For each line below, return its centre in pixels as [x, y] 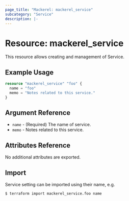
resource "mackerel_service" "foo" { [44, 84]
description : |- [22, 19]
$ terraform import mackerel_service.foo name [53, 194]
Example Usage [29, 72]
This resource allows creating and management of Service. [65, 57]
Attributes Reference [38, 145]
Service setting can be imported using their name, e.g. [60, 185]
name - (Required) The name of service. [52, 125]
